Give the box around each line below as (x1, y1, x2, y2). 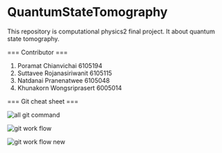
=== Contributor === (7, 48, 68, 56)
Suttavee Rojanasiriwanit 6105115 (17, 69, 113, 77)
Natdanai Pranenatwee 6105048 (17, 76, 110, 84)
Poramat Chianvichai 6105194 (17, 61, 103, 70)
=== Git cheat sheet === (7, 97, 79, 105)
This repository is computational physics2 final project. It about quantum (7, 27, 216, 35)
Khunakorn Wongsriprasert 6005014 (17, 83, 122, 92)
